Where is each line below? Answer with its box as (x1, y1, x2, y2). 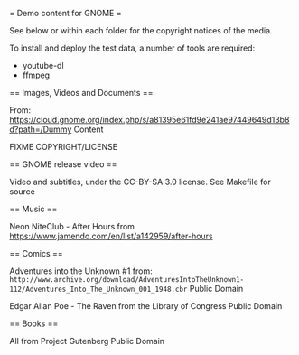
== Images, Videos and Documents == (9, 88, 154, 98)
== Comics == (9, 248, 63, 258)
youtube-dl (22, 61, 65, 70)
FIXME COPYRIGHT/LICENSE (9, 142, 118, 152)
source (9, 186, 36, 197)
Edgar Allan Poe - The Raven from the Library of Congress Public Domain (9, 301, 283, 311)
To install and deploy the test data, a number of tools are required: (9, 42, 256, 53)
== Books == (9, 318, 59, 329)
